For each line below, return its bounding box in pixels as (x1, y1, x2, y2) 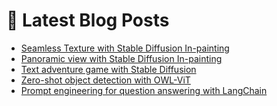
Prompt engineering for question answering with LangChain (20, 84, 268, 96)
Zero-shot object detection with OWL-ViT (20, 74, 191, 86)
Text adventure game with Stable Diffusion (20, 63, 197, 75)
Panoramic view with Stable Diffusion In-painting (20, 52, 223, 64)
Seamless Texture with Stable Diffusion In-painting (20, 42, 230, 54)
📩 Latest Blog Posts (6, 9, 170, 32)
